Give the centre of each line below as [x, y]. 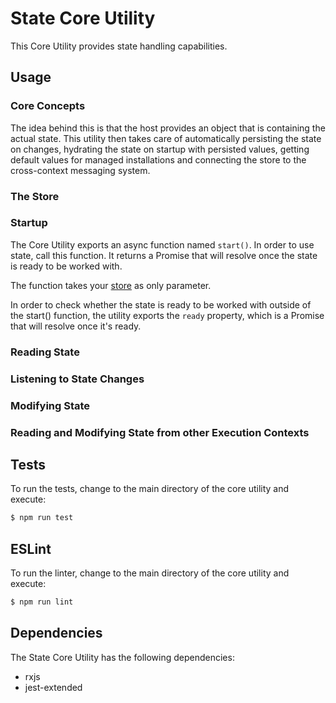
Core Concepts [48, 106]
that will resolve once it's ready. [76, 326]
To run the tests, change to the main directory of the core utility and [150, 489]
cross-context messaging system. [80, 170]
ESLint [31, 548]
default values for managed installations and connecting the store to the [158, 159]
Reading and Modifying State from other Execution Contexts [160, 432]
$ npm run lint [42, 602]
